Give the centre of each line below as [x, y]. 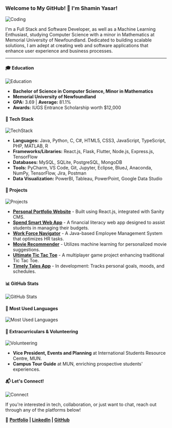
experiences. [26, 369]
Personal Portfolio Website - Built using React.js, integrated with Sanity [89, 211]
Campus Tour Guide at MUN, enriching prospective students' [78, 363]
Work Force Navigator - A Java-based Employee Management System [88, 233]
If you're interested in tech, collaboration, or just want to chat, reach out [81, 404]
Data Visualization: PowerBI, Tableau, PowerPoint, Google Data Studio [88, 178]
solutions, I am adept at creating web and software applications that [77, 46]
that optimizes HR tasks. [38, 239]
